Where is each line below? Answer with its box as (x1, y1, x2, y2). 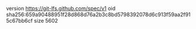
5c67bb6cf (6, 17, 33, 24)
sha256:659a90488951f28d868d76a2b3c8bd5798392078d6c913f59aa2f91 (6, 11, 191, 18)
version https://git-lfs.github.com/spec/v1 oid (6, 5, 116, 12)
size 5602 (34, 17, 58, 24)
